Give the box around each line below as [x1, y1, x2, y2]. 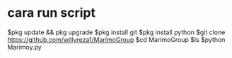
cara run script [7, 5, 95, 21]
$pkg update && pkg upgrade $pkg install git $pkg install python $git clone [7, 28, 226, 36]
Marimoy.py [7, 43, 42, 51]
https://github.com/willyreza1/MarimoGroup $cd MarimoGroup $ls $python [7, 35, 226, 43]
